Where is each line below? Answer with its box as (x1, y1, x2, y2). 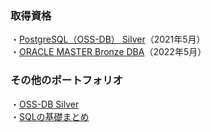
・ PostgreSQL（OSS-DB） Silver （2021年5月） (10, 33, 206, 46)
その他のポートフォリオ (10, 73, 123, 87)
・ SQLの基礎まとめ (10, 110, 90, 122)
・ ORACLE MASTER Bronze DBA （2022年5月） (10, 46, 207, 58)
